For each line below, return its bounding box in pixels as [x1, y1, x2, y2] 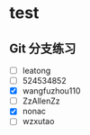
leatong [22, 66, 51, 76]
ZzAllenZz [22, 95, 60, 106]
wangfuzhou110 [22, 85, 81, 96]
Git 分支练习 [9, 40, 76, 56]
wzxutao [22, 116, 55, 127]
